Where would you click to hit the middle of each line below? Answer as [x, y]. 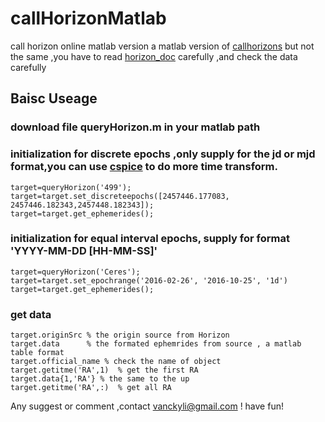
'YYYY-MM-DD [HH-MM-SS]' [84, 251]
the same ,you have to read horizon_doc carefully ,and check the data [154, 56]
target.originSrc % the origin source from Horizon [120, 335]
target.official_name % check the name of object [116, 362]
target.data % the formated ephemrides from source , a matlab [156, 344]
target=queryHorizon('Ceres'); [75, 272]
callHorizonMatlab [88, 18]
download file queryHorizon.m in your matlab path [135, 127]
